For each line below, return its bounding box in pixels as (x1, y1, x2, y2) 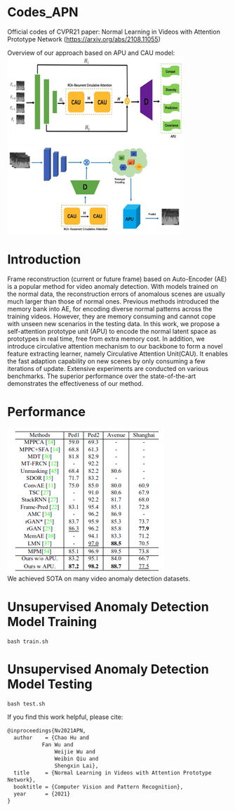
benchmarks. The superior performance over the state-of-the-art (7, 372, 196, 380)
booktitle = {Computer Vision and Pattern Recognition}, (13, 783, 184, 791)
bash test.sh (7, 700, 46, 707)
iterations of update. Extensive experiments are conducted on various (7, 364, 209, 372)
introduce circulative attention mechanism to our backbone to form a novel (7, 342, 223, 350)
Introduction (7, 252, 81, 268)
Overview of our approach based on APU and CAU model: (7, 48, 175, 57)
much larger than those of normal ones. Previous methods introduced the (7, 297, 220, 306)
